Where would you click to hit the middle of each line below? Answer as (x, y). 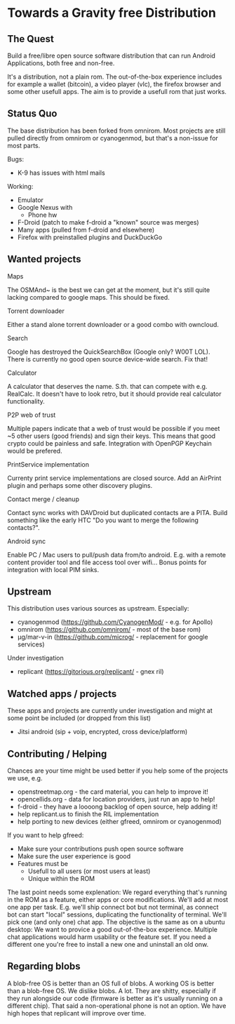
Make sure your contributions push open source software (100, 849)
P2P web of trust (32, 415)
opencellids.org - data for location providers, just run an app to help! (116, 799)
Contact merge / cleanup (43, 499)
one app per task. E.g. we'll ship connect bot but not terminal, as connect (113, 907)
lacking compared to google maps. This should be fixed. (88, 297)
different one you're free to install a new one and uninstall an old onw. (108, 945)
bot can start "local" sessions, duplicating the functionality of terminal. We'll (117, 915)
